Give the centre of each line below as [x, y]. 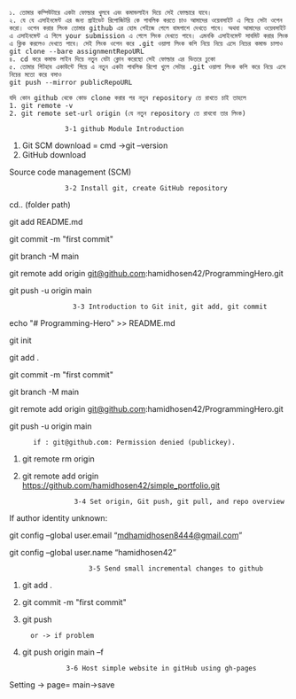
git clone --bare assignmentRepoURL [77, 51]
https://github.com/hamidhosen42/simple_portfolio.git [121, 485]
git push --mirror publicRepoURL [71, 82]
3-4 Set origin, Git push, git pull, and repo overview [179, 501]
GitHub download [54, 155]
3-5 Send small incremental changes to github [176, 569]
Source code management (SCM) [70, 172]
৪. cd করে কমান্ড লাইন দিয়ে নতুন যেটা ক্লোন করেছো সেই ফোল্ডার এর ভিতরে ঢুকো [112, 59]
